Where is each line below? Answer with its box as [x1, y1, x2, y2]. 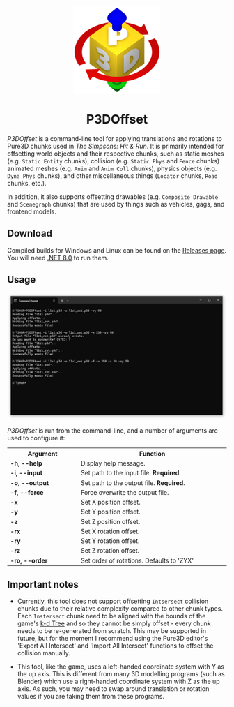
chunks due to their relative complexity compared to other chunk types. [17, 604, 223, 613]
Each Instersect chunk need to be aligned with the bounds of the [17, 612, 206, 620]
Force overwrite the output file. [80, 488, 169, 496]
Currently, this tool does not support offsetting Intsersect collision [17, 597, 209, 605]
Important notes [7, 579, 79, 590]
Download [7, 228, 52, 239]
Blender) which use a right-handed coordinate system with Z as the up [17, 677, 221, 685]
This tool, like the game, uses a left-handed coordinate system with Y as [17, 662, 225, 671]
